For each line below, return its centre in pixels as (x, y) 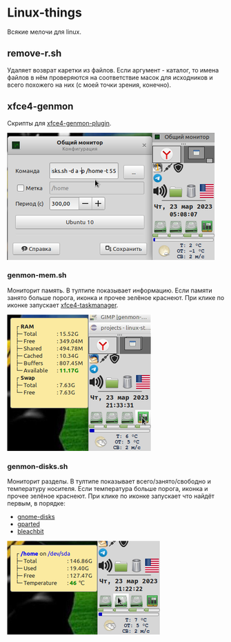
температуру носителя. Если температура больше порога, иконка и (108, 489)
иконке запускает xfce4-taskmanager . (63, 305)
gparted (28, 524)
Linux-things (45, 13)
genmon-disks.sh (38, 466)
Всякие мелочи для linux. (44, 32)
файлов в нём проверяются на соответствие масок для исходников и (110, 77)
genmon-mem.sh (37, 275)
